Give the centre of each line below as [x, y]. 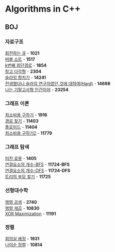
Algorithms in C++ [43, 9]
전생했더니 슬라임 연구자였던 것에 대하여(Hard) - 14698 [58, 83]
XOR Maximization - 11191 [31, 214]
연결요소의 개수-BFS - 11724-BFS [37, 164]
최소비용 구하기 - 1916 [26, 115]
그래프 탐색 [17, 147]
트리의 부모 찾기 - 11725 [28, 177]
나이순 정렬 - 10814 [24, 245]
